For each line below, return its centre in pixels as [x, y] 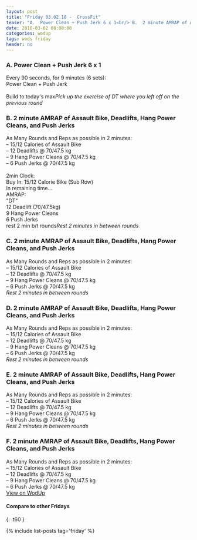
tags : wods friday [28, 39]
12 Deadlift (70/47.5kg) [33, 207]
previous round [24, 103]
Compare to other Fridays [38, 506]
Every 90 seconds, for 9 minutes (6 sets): [56, 78]
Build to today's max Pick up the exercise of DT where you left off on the [93, 97]
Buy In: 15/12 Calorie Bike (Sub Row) [50, 182]
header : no [19, 45]
